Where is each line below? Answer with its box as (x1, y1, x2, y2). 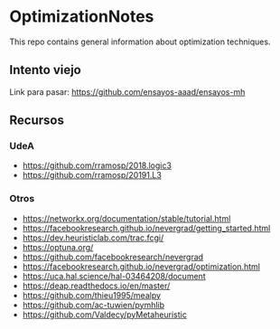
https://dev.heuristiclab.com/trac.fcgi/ (22, 232, 164, 243)
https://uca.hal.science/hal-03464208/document (22, 270, 206, 281)
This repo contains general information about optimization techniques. (9, 36, 271, 47)
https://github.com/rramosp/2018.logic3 (22, 160, 172, 171)
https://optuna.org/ (22, 241, 94, 252)
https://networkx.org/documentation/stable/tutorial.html (22, 212, 231, 223)
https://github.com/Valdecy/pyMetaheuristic (22, 309, 187, 320)
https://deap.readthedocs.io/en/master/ (22, 280, 171, 291)
